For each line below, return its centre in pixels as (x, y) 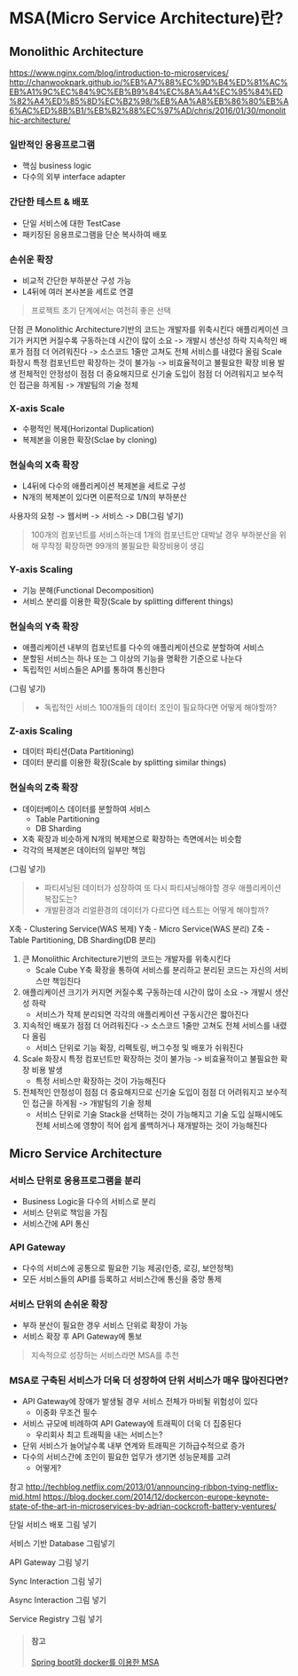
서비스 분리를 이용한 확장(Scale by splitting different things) (128, 601)
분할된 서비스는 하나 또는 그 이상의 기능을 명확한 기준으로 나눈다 (132, 659)
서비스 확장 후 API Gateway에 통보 (82, 1336)
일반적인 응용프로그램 (52, 145)
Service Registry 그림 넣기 (56, 1619)
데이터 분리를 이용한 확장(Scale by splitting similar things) (124, 763)
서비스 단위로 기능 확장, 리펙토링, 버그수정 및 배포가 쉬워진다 (139, 1047)
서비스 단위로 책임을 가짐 (65, 1212)
